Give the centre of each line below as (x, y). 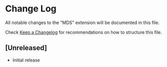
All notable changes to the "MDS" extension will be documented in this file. (82, 22)
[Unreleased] (26, 48)
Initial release (26, 60)
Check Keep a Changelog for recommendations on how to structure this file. (84, 32)
